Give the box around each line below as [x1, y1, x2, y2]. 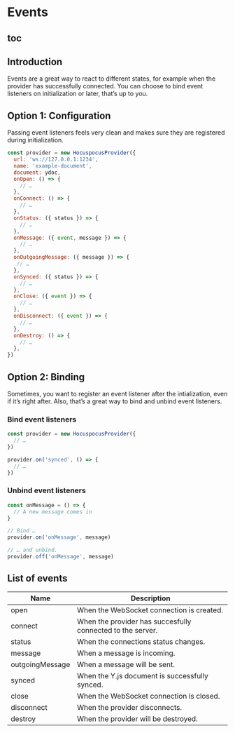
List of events [7, 572, 68, 584]
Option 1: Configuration [7, 109, 111, 121]
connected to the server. [76, 625, 158, 635]
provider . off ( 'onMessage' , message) [7, 553, 114, 560]
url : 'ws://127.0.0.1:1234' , [13, 156, 99, 163]
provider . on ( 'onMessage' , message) [7, 534, 111, 541]
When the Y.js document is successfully [76, 671, 208, 680]
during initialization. [7, 136, 64, 144]
